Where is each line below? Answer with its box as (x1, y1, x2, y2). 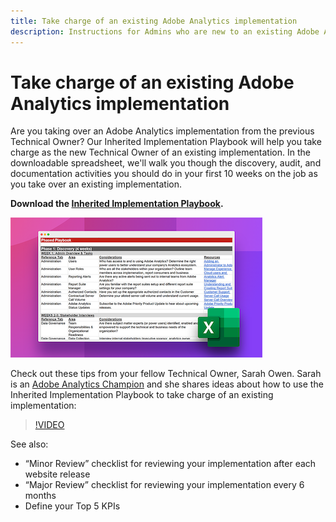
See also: (10, 438, 49, 450)
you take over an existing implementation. (10, 178, 183, 190)
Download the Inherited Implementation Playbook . (10, 198, 224, 210)
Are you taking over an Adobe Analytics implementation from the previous (10, 125, 315, 137)
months (24, 490, 57, 502)
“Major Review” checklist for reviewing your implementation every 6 (24, 479, 305, 491)
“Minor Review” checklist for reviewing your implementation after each (24, 458, 317, 470)
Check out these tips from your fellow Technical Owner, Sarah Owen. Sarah (10, 368, 322, 380)
